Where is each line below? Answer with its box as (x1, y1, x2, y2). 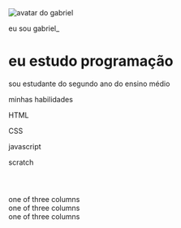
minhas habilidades (8, 94, 73, 104)
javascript (8, 141, 42, 151)
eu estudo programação (8, 52, 174, 71)
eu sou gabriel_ (8, 24, 60, 33)
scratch (8, 157, 34, 167)
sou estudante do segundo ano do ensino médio (8, 79, 170, 88)
